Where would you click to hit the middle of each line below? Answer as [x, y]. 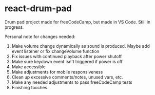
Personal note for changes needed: [40, 37]
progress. [14, 27]
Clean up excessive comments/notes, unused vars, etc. [67, 77]
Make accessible [29, 67]
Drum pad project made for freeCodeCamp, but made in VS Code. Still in [77, 22]
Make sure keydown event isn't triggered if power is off [67, 61]
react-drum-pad [38, 9]
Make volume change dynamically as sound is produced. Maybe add [81, 46]
